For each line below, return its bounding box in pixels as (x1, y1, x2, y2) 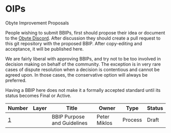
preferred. (5, 77, 27, 83)
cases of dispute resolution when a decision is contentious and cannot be (5, 66, 160, 73)
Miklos (96, 119, 113, 126)
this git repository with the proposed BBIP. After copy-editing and (5, 40, 142, 46)
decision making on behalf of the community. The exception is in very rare (5, 61, 161, 67)
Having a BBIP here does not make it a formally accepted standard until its (5, 87, 161, 93)
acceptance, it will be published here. (5, 46, 84, 52)
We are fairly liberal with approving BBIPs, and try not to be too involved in (5, 55, 161, 61)
